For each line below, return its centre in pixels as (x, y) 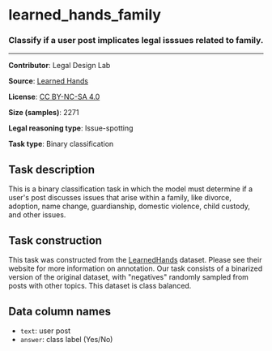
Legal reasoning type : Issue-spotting (71, 128)
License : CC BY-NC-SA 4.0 (54, 97)
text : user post (45, 331)
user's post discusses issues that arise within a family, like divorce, (120, 198)
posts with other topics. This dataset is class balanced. (100, 286)
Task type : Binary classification (61, 144)
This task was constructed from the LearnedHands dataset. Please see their (135, 260)
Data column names (60, 311)
